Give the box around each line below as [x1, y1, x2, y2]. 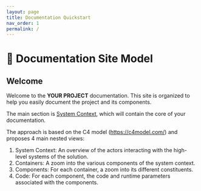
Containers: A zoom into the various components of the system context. [15, 159, 196, 167]
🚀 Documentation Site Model [6, 52, 154, 65]
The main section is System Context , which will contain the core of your [6, 110, 186, 118]
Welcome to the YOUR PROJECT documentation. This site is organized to [6, 92, 190, 99]
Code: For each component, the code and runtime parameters [15, 172, 171, 179]
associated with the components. [15, 179, 98, 186]
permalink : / [6, 25, 39, 32]
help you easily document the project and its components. [6, 98, 152, 106]
